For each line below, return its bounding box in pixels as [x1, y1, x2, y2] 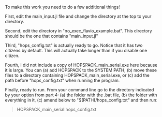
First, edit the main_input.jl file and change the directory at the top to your [5, 14, 152, 19]
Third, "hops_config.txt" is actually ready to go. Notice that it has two [5, 43, 143, 48]
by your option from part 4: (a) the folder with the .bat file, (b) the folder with [5, 92, 157, 98]
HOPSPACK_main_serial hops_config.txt [16, 106, 97, 112]
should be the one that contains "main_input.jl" [5, 33, 98, 39]
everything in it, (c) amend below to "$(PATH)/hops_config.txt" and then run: [5, 97, 158, 103]
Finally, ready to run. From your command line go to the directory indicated [5, 87, 154, 92]
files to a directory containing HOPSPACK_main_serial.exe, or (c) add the [5, 73, 150, 78]
